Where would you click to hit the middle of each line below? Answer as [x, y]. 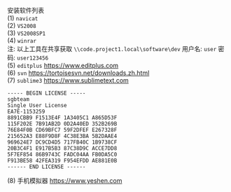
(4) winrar [22, 40]
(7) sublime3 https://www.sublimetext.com [68, 80]
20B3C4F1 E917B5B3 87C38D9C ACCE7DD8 [62, 149]
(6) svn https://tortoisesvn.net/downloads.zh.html [78, 73]
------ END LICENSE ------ [47, 167]
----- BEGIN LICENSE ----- [47, 93]
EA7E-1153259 [26, 111]
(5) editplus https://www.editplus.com [63, 66]
